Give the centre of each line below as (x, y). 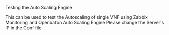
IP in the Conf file (23, 28)
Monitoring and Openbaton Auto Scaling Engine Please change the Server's (85, 23)
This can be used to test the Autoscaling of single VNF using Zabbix (76, 17)
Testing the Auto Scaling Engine (39, 7)
